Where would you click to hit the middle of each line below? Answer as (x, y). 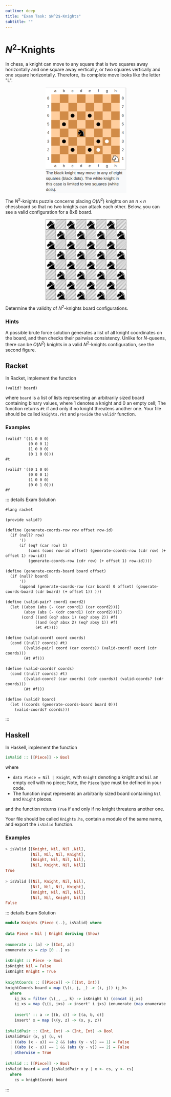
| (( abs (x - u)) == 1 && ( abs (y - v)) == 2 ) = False (70, 1047)
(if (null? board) (30, 576)
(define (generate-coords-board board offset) (56, 571)
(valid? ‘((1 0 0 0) (27, 438)
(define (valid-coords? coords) (40, 669)
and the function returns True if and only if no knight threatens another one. (85, 809)
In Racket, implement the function (41, 378)
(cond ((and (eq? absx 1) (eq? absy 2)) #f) (69, 617)
